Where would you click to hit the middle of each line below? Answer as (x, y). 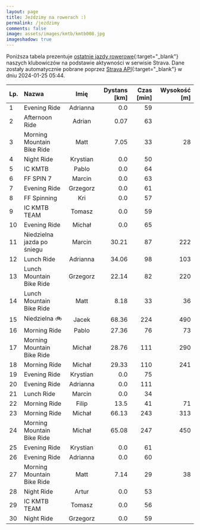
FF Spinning (40, 198)
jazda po (36, 242)
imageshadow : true (29, 39)
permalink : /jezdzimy (33, 23)
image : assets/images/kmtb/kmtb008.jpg (56, 34)
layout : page (22, 12)
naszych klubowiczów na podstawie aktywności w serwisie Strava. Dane (95, 63)
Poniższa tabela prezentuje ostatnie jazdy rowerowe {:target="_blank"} (92, 56)
